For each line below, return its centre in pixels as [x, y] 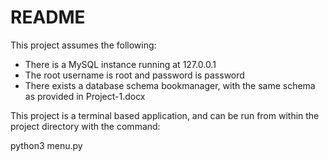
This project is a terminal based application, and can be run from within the [165, 115]
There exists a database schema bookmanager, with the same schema [170, 85]
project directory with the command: [85, 126]
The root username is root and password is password [134, 75]
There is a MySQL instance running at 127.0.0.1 [120, 64]
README [48, 17]
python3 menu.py [46, 145]
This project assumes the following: [83, 45]
